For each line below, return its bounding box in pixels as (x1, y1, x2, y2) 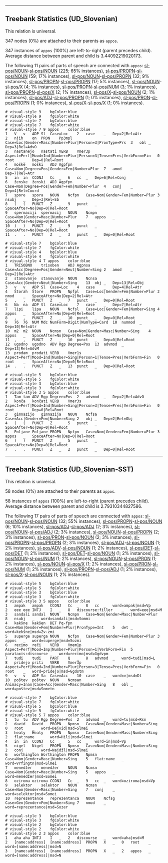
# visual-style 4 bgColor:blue (5, 249, 77, 254)
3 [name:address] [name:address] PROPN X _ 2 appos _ (5, 848, 151, 853)
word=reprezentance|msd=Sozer (5, 804, 68, 809)
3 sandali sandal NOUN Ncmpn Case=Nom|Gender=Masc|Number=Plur (5, 612, 157, 617)
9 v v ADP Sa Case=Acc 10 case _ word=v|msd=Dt (5, 673, 142, 678)
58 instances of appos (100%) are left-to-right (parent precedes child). (5, 498, 149, 504)
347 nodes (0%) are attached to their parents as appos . (5, 38, 118, 44)
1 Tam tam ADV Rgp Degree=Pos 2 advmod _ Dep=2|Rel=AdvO (5, 394, 144, 399)
